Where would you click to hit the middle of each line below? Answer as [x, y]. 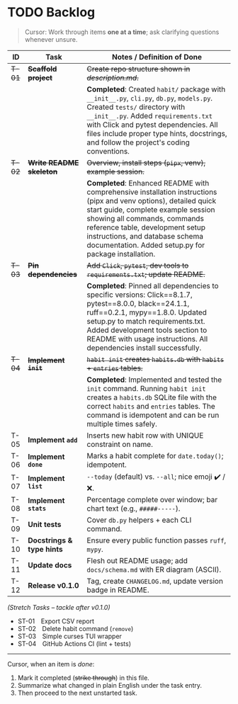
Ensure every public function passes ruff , [157, 540]
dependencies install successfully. [144, 348]
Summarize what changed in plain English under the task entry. [110, 685]
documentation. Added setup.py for [146, 245]
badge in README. [118, 590]
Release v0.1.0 [53, 585]
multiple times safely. [122, 424]
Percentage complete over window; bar [152, 499]
